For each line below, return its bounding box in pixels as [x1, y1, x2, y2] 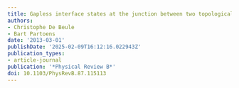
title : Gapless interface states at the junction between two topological [7, 10, 234, 18]
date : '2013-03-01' [7, 37, 65, 44]
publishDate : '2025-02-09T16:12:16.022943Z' [7, 43, 142, 50]
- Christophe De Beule [7, 23, 75, 31]
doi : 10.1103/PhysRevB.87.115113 [7, 70, 107, 77]
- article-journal [7, 57, 62, 64]
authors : [7, 17, 33, 24]
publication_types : [7, 50, 65, 57]
